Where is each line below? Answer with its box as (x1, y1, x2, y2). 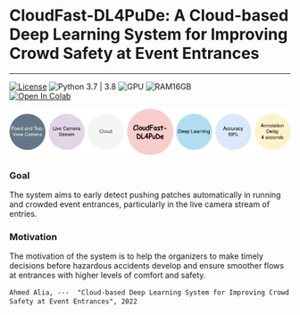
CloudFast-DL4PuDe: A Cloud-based (9, 5, 289, 26)
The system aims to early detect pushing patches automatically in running (9, 189, 281, 200)
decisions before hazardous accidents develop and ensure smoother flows (9, 261, 284, 271)
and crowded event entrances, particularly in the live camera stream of (9, 198, 271, 210)
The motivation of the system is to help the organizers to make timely (9, 251, 263, 261)
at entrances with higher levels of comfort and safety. (9, 269, 206, 281)
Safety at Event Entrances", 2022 (9, 297, 138, 306)
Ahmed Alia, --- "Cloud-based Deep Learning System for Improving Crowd (9, 288, 290, 297)
